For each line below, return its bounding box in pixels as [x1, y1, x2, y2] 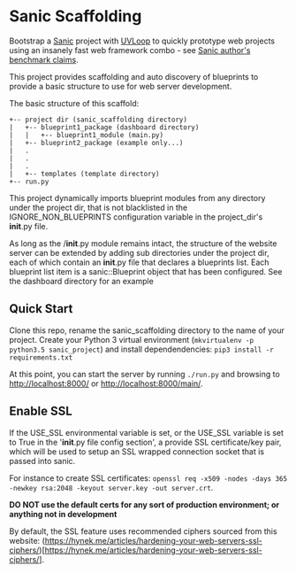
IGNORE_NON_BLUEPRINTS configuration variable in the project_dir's [9, 211, 263, 222]
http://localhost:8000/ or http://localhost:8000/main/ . [9, 378, 203, 389]
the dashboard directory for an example [9, 275, 155, 286]
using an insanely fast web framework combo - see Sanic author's [9, 44, 251, 55]
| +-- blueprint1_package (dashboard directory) [9, 122, 200, 132]
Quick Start [9, 301, 73, 316]
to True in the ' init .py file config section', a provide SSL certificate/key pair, [9, 437, 282, 447]
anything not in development [9, 508, 118, 519]
